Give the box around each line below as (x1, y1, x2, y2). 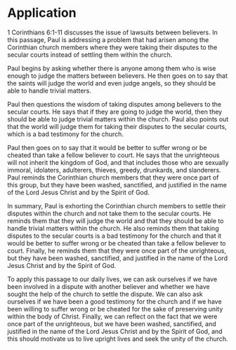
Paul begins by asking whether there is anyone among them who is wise (7, 64, 216, 72)
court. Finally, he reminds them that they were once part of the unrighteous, (7, 246, 227, 255)
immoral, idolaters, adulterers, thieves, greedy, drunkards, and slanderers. (7, 166, 221, 174)
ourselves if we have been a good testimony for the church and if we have (7, 297, 223, 306)
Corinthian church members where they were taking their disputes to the (7, 43, 218, 51)
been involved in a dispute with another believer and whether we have (7, 282, 210, 290)
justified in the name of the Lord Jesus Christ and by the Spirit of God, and (7, 327, 223, 335)
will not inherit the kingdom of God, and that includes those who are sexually (7, 158, 229, 166)
